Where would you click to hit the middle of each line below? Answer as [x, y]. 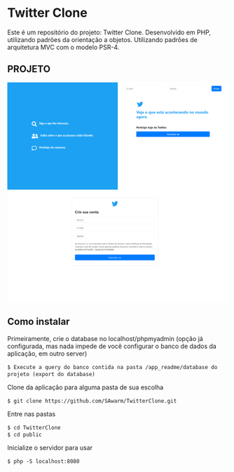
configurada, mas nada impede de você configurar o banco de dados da [112, 346]
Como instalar [39, 322]
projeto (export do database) [51, 374]
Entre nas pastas [32, 414]
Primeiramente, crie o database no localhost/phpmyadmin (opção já [105, 338]
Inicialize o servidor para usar [50, 447]
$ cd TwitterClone [34, 428]
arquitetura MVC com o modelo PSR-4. [63, 47]
